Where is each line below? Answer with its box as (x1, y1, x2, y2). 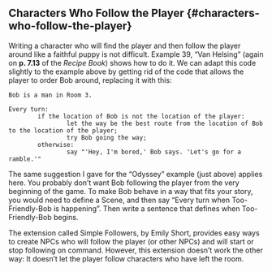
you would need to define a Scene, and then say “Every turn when (8, 195, 230, 205)
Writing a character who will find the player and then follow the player (8, 41, 241, 50)
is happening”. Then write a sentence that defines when (53, 203, 240, 214)
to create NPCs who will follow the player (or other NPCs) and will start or (8, 236, 254, 246)
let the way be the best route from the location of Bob (66, 119, 264, 127)
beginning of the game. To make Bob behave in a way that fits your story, (8, 186, 253, 196)
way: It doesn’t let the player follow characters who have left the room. (8, 253, 244, 263)
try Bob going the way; (66, 133, 148, 141)
